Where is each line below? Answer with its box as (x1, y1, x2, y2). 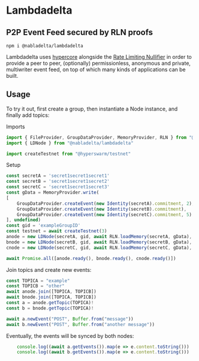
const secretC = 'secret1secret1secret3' (6, 184, 110, 190)
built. (6, 72, 19, 79)
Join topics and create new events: (6, 266, 92, 273)
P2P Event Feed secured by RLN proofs (6, 27, 153, 37)
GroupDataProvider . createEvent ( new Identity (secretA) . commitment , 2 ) (17, 200, 192, 207)
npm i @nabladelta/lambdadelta (6, 43, 84, 49)
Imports (6, 123, 25, 130)
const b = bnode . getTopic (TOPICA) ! (6, 305, 94, 311)
